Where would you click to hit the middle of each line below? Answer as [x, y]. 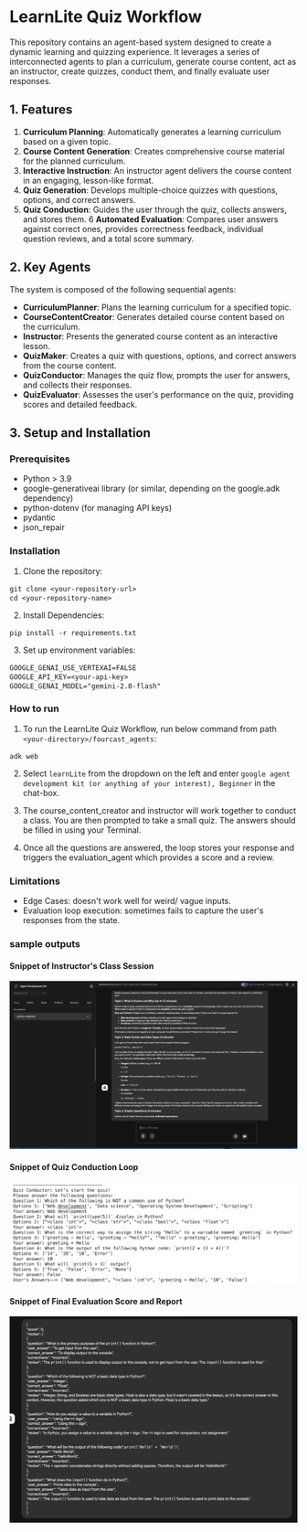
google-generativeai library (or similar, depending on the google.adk [151, 489]
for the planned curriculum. [74, 161]
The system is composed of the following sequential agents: [123, 289]
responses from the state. [71, 920]
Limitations [35, 881]
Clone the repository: [63, 571]
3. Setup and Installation [80, 433]
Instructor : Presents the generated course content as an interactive [150, 336]
